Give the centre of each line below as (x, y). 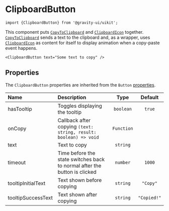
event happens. (21, 48)
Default (150, 97)
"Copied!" (150, 198)
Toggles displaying (80, 106)
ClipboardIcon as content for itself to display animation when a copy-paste (82, 43)
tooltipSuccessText (30, 197)
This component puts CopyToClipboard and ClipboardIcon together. (74, 32)
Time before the (76, 153)
